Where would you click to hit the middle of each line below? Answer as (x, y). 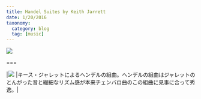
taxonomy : (19, 23)
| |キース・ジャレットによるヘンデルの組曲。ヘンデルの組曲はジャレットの (101, 75)
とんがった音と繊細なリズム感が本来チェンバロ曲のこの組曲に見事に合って (98, 82)
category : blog (31, 28)
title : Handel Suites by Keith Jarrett (56, 12)
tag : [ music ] (28, 34)
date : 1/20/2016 (26, 17)
